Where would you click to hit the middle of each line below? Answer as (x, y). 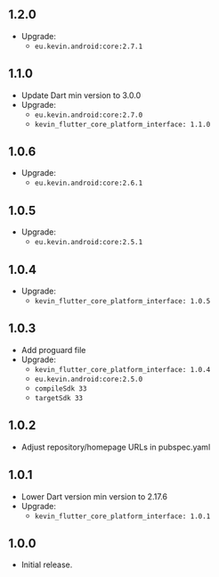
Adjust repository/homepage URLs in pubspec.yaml (116, 447)
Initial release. (47, 565)
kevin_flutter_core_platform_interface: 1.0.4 (122, 369)
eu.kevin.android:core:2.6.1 (89, 183)
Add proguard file (53, 350)
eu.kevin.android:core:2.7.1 (89, 46)
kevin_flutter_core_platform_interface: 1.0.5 (122, 301)
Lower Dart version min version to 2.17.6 (94, 496)
